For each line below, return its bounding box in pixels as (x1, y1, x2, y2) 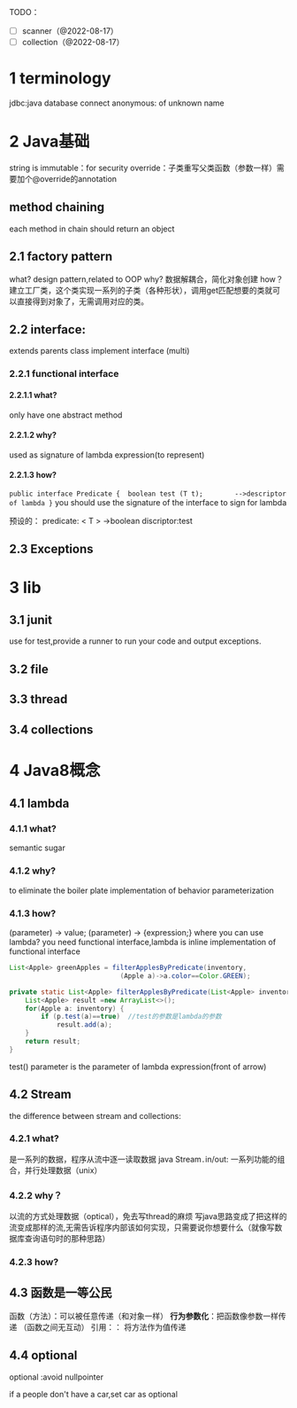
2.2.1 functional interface (9, 368, 119, 380)
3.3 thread (9, 692, 68, 707)
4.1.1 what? (9, 823, 57, 835)
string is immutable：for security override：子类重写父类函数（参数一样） (9, 162, 277, 173)
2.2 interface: (9, 322, 87, 338)
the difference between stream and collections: (9, 1110, 181, 1121)
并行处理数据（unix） (24, 1164, 103, 1176)
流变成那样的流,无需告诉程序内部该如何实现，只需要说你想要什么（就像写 (9, 1222, 276, 1233)
